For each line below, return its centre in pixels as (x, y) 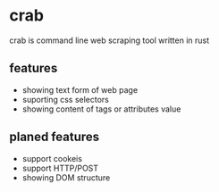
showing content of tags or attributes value (101, 109)
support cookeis (52, 158)
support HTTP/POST (60, 168)
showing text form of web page (80, 89)
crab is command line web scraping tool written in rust (109, 40)
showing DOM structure (66, 177)
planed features (55, 137)
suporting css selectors (66, 99)
